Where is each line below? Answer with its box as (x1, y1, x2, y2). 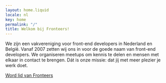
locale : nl (5, 12, 29, 17)
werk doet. (5, 63, 28, 69)
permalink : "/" (5, 22, 38, 27)
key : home (5, 17, 27, 22)
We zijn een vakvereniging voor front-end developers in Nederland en (5, 40, 152, 47)
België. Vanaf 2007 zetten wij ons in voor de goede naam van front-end (5, 46, 156, 52)
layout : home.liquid (5, 7, 50, 13)
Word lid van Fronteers (5, 72, 54, 78)
